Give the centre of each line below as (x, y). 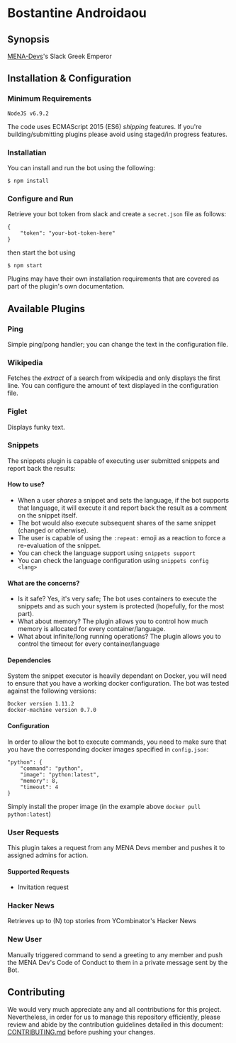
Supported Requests (38, 871)
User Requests (33, 832)
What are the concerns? (44, 583)
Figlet (17, 411)
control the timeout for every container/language (89, 644)
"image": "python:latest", (60, 774)
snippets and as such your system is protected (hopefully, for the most (121, 606)
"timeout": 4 (39, 787)
